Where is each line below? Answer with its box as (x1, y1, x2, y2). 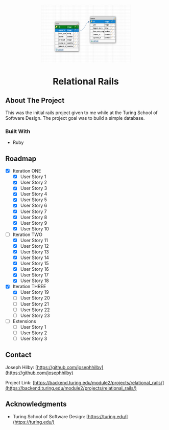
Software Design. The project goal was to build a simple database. (5, 115, 145, 121)
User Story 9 (20, 220, 47, 226)
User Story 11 (20, 237, 49, 243)
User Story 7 (20, 208, 47, 214)
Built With (5, 127, 31, 135)
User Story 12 (20, 243, 50, 249)
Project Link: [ (5, 379, 35, 385)
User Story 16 (20, 266, 50, 272)
